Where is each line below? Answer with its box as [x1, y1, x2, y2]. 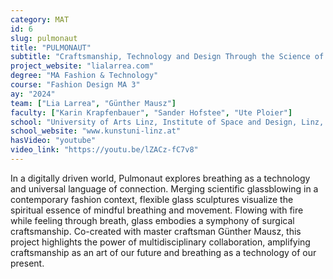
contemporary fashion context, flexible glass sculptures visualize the [10, 193, 294, 205]
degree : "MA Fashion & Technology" [10, 71, 159, 81]
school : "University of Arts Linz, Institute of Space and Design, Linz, [10, 117, 325, 127]
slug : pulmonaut [10, 33, 78, 43]
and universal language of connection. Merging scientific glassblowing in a [10, 182, 319, 195]
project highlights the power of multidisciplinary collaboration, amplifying [10, 236, 311, 248]
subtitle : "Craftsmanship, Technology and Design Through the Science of [10, 52, 325, 62]
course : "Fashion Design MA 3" [10, 80, 141, 90]
